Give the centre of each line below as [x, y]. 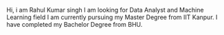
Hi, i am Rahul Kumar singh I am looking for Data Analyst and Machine [105, 10]
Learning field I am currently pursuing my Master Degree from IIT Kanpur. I [112, 17]
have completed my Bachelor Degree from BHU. [75, 24]
